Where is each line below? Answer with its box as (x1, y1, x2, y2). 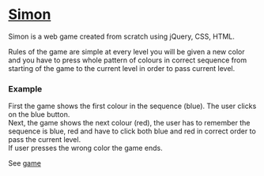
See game (8, 159, 42, 168)
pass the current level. (8, 135, 81, 144)
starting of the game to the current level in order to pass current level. (8, 63, 236, 73)
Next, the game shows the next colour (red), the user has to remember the (8, 118, 251, 128)
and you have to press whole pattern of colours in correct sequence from (8, 55, 247, 65)
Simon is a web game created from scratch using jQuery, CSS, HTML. (8, 32, 236, 41)
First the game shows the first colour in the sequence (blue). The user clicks (8, 101, 257, 111)
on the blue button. (8, 110, 70, 119)
